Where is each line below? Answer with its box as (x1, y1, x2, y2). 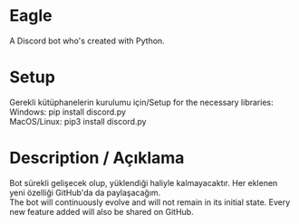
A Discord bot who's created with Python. (9, 35, 165, 46)
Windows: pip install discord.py (9, 106, 127, 117)
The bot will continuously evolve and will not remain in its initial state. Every (9, 196, 291, 208)
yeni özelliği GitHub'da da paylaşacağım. (9, 187, 161, 198)
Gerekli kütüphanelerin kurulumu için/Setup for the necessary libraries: (9, 97, 274, 107)
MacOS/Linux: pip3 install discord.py (9, 116, 147, 126)
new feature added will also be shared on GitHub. (9, 206, 194, 217)
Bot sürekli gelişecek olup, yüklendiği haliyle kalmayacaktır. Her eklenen (9, 177, 278, 188)
